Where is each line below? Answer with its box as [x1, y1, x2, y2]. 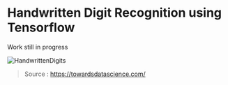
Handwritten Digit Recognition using [7, 5, 222, 21]
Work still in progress [7, 42, 68, 51]
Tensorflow [7, 20, 75, 36]
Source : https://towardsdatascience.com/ [24, 70, 146, 78]
